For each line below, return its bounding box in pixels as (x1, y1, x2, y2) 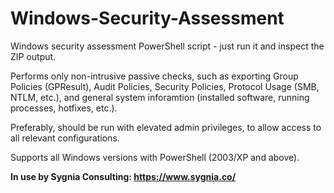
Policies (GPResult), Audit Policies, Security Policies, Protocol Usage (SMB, (10, 80, 320, 92)
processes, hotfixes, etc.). (10, 102, 118, 114)
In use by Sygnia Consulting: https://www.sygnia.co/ (10, 170, 237, 182)
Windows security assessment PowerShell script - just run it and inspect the (10, 40, 325, 52)
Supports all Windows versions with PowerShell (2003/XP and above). (10, 151, 300, 163)
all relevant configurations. (10, 132, 120, 144)
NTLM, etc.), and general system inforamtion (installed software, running (10, 91, 310, 103)
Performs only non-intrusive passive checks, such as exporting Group (10, 70, 299, 82)
